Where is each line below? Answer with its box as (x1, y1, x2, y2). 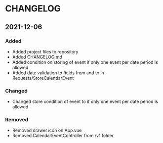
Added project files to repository (12, 48, 79, 54)
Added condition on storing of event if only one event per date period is (12, 59, 158, 65)
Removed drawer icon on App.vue (12, 127, 82, 134)
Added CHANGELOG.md (12, 54, 63, 60)
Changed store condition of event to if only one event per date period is (12, 98, 158, 104)
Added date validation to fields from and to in (12, 70, 105, 76)
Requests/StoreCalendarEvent (12, 75, 74, 81)
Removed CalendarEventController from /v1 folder (12, 133, 114, 139)
